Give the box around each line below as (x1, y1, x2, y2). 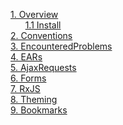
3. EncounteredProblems (10, 40, 113, 52)
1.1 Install (24, 19, 62, 31)
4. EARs (10, 51, 43, 63)
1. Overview (10, 9, 59, 20)
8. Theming (10, 94, 58, 105)
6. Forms (10, 72, 47, 84)
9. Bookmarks (10, 104, 68, 116)
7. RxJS (10, 83, 41, 94)
